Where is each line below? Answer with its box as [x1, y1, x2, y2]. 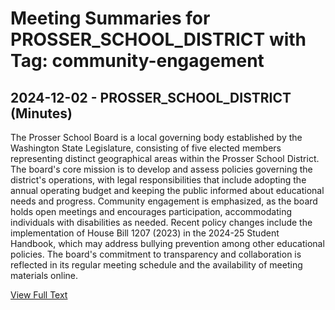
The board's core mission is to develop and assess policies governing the [10, 163, 313, 175]
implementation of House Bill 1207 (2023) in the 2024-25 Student [10, 227, 280, 239]
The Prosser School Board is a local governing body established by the [10, 132, 303, 143]
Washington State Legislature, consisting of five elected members [10, 142, 282, 154]
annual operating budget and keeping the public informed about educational [10, 185, 325, 196]
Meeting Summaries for [10, 7, 211, 30]
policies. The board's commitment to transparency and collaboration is [10, 248, 302, 260]
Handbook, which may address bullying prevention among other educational [10, 238, 325, 249]
